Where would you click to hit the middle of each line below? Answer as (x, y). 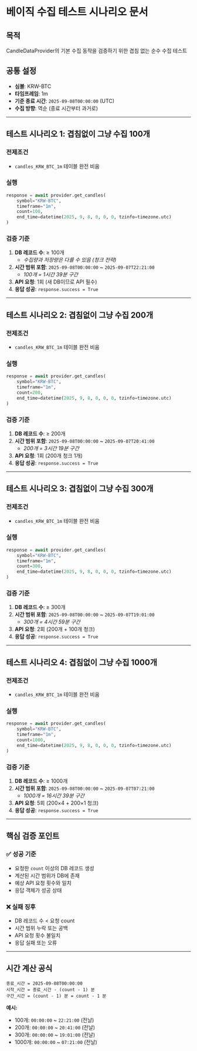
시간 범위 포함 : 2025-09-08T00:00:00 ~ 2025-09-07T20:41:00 (84, 441)
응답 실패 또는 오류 (36, 942)
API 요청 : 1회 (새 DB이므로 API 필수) (56, 282)
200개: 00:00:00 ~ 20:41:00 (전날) (55, 1027)
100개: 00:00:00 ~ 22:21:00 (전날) (54, 1020)
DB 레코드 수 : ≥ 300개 (40, 607)
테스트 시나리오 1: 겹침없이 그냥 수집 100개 (78, 134)
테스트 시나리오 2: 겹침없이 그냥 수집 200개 (80, 315)
